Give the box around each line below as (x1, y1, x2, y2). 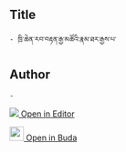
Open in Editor (20, 108, 75, 119)
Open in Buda (26, 132, 78, 143)
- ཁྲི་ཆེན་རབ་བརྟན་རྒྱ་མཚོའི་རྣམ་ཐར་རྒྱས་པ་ (9, 35, 117, 44)
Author (9, 67, 50, 83)
